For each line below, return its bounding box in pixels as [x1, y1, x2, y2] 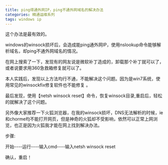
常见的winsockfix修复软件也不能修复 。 [9, 82, 91, 88]
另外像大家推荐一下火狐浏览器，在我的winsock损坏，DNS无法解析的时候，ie [5, 110, 163, 116]
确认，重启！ [5, 154, 32, 160]
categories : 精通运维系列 [5, 12, 55, 17]
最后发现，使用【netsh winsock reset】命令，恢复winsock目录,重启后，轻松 [5, 93, 162, 99]
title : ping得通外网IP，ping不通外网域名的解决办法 [5, 7, 104, 13]
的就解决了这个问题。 [5, 99, 49, 105]
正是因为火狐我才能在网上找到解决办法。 [18, 122, 102, 128]
